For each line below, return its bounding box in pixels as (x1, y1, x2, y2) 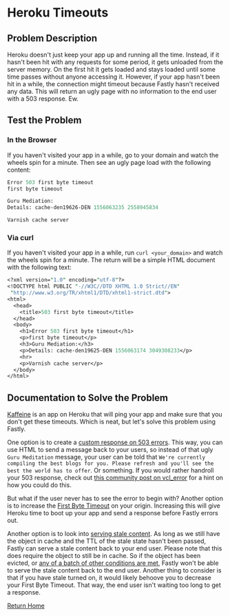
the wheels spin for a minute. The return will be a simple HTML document (7, 256, 216, 264)
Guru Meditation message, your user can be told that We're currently (7, 453, 205, 461)
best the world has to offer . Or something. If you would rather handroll (7, 466, 214, 475)
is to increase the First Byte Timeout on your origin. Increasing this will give (7, 501, 220, 510)
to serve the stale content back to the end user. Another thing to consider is (7, 566, 222, 575)
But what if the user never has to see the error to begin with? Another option (7, 495, 224, 503)
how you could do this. (7, 481, 72, 489)
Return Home (7, 602, 45, 610)
